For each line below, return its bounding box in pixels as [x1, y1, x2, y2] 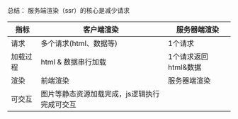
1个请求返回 [167, 52, 209, 62]
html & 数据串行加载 [40, 57, 106, 67]
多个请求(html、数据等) [40, 38, 118, 48]
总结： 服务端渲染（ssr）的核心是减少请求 [7, 6, 130, 14]
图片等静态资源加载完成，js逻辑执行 [40, 89, 160, 98]
